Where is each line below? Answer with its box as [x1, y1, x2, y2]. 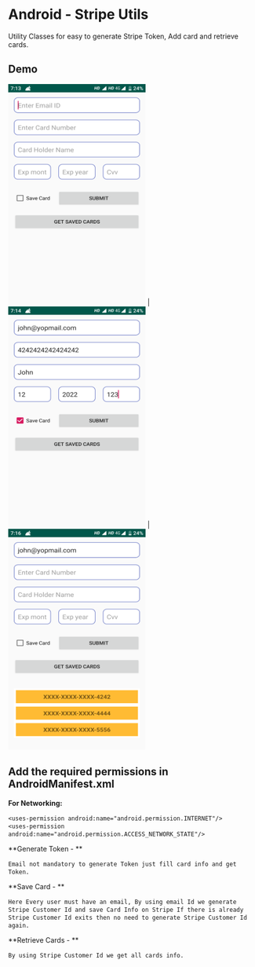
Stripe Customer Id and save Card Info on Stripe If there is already [8, 906, 244, 914]
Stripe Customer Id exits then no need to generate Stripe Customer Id [8, 914, 247, 921]
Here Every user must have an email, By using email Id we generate [8, 898, 237, 906]
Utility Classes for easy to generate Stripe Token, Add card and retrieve [8, 31, 239, 41]
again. [8, 921, 30, 929]
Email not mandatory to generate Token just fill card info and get [8, 860, 237, 868]
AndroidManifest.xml [8, 778, 115, 791]
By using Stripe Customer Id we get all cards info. [8, 951, 184, 959]
